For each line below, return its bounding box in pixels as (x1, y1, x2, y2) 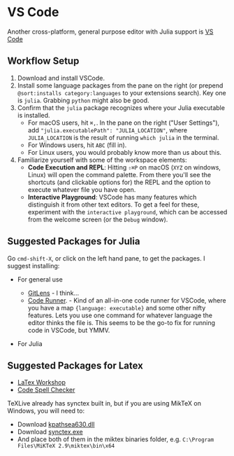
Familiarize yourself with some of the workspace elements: (17, 156, 187, 164)
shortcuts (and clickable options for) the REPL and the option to (27, 178, 211, 186)
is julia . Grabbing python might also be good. (17, 96, 149, 104)
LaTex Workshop (17, 378, 66, 387)
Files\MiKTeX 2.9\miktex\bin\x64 (17, 443, 115, 450)
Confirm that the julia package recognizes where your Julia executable (17, 103, 226, 112)
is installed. (17, 111, 50, 119)
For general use (17, 275, 63, 284)
